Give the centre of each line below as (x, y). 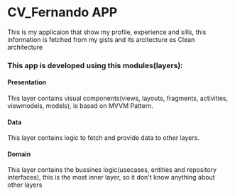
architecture (25, 47)
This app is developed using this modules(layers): (95, 65)
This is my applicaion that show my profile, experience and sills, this (107, 32)
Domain (19, 154)
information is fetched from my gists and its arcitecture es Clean (101, 39)
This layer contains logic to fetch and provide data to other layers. (104, 138)
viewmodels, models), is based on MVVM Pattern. (81, 106)
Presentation (27, 82)
